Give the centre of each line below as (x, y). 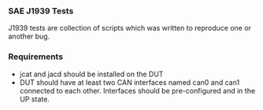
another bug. (29, 36)
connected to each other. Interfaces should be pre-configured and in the (137, 90)
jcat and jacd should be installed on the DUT (91, 74)
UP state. (34, 99)
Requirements (36, 57)
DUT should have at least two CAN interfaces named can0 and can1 (130, 82)
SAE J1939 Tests (41, 11)
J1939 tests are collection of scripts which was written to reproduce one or (130, 28)
